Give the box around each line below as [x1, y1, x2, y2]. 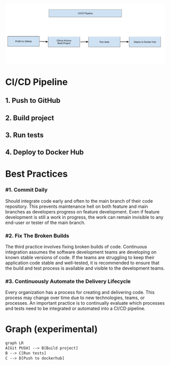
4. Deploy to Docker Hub [5, 148, 84, 157]
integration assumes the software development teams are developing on [5, 249, 157, 255]
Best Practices [5, 168, 68, 180]
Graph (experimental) [5, 323, 98, 335]
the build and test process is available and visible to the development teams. [5, 265, 165, 271]
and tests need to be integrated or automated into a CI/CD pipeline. [5, 306, 146, 312]
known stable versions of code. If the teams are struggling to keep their [5, 254, 155, 261]
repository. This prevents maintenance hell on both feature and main [5, 203, 148, 209]
